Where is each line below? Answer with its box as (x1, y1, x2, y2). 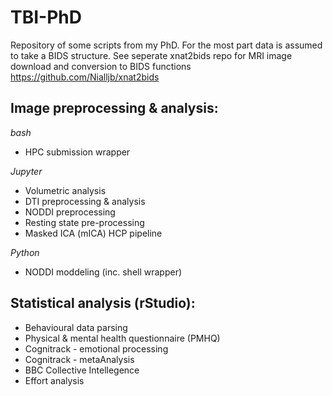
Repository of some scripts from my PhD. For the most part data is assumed (10, 39, 323, 51)
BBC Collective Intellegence (24, 364, 140, 376)
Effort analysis (24, 374, 85, 386)
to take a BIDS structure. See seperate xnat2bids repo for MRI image (10, 49, 293, 61)
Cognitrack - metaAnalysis (24, 353, 135, 365)
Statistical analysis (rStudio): (10, 295, 196, 312)
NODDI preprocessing (24, 206, 116, 218)
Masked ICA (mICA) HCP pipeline (24, 227, 163, 239)
